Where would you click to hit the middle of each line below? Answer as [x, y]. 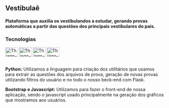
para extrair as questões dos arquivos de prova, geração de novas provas [82, 74]
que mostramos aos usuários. [36, 100]
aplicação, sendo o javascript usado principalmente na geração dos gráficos [84, 95]
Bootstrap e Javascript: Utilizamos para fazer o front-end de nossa [75, 89]
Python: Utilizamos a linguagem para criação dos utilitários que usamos [80, 69]
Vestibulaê [22, 8]
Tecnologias [21, 39]
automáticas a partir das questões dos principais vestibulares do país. [80, 26]
